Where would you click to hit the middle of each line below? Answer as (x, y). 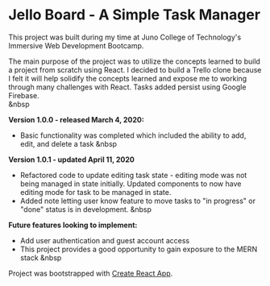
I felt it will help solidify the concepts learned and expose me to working (128, 78)
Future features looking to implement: (73, 225)
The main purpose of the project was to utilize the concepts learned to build (134, 61)
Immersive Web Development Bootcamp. (76, 45)
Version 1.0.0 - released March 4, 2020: (77, 119)
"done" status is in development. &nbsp (85, 209)
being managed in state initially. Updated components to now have (131, 184)
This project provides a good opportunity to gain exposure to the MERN (139, 249)
